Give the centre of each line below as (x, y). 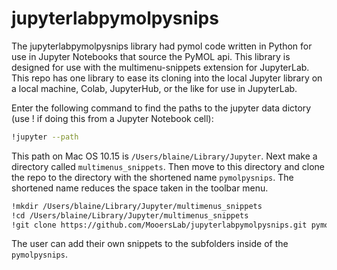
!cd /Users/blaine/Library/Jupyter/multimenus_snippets (130, 215)
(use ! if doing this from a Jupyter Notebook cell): (112, 118)
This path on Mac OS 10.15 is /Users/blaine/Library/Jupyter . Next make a (164, 156)
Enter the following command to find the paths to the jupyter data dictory (161, 108)
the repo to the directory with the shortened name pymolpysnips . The (152, 177)
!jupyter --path (45, 137)
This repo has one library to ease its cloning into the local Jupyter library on (167, 78)
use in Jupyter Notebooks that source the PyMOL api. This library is (151, 56)
